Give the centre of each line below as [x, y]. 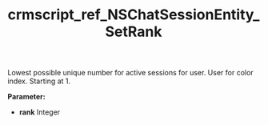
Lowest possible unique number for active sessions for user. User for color [130, 73]
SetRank [134, 32]
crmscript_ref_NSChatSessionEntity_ [134, 15]
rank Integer [40, 112]
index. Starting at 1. [39, 81]
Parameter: [26, 97]
